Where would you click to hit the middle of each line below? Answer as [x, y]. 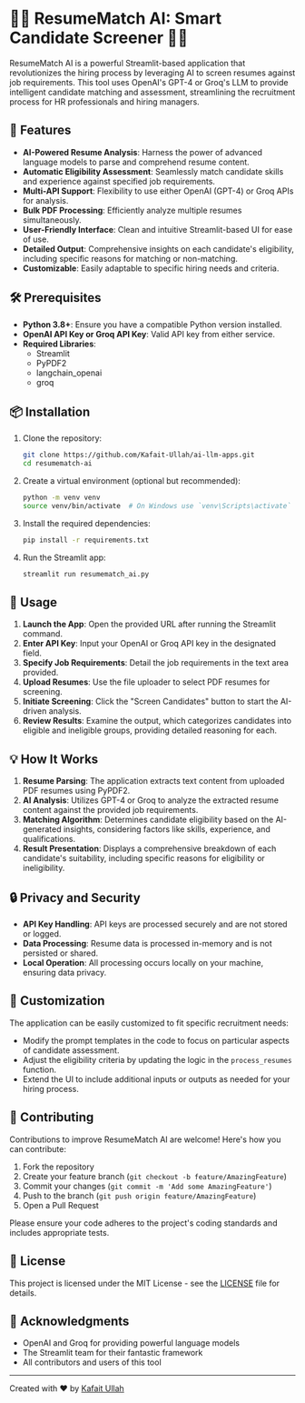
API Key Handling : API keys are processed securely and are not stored [155, 924]
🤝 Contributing [52, 1117]
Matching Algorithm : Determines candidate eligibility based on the [148, 820]
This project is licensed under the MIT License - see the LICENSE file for [144, 1283]
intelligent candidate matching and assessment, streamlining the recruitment [152, 92]
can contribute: [38, 1148]
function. [39, 1069]
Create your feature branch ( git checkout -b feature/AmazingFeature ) [155, 1176]
